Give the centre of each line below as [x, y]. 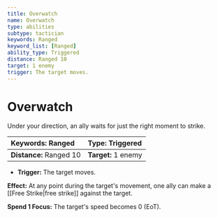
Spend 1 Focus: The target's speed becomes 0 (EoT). [84, 207]
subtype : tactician [36, 33]
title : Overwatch [32, 14]
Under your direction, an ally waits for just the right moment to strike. [107, 126]
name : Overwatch [31, 20]
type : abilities [31, 27]
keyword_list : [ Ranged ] [42, 46]
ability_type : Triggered [43, 53]
